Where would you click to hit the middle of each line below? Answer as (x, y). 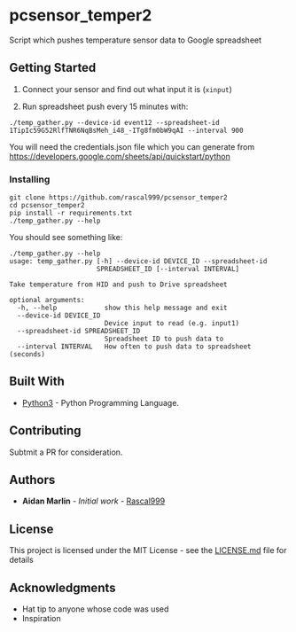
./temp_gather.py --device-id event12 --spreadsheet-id (114, 122)
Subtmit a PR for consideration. (66, 452)
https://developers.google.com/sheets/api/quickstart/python (120, 156)
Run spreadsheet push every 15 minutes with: (105, 106)
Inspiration (41, 619)
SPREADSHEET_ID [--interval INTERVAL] (168, 269)
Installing (30, 179)
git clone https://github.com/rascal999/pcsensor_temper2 (118, 198)
